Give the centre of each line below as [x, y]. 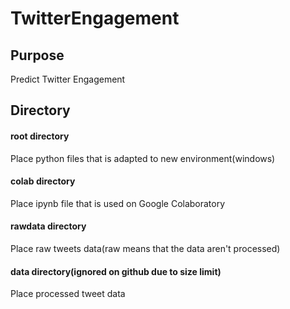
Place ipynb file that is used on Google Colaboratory [118, 203]
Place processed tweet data [68, 294]
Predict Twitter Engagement [68, 79]
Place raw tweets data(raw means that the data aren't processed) [145, 248]
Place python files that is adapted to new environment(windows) [143, 158]
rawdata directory [48, 226]
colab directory [43, 181]
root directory [40, 136]
